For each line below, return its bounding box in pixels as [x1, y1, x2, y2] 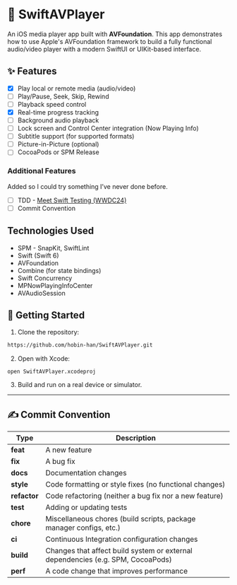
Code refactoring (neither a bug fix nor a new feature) [45, 491, 224, 501]
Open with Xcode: [17, 354, 71, 363]
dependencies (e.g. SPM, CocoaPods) [45, 555, 173, 564]
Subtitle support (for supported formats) [17, 132, 135, 141]
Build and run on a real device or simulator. [17, 381, 142, 389]
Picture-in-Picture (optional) [17, 140, 99, 149]
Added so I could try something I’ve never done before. [7, 182, 168, 190]
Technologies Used [7, 225, 94, 237]
